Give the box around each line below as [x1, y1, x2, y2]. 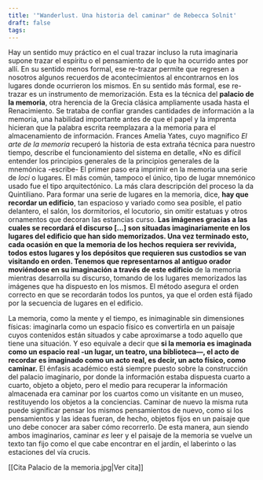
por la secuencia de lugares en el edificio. [8, 298, 144, 308]
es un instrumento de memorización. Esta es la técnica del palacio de [28, 90, 254, 99]
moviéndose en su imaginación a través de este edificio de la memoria [8, 265, 241, 275]
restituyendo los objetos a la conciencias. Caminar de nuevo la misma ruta [8, 397, 249, 407]
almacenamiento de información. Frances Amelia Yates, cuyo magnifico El [8, 131, 247, 141]
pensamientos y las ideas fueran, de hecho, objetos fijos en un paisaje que [8, 414, 250, 423]
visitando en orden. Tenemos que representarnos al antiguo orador [8, 257, 232, 266]
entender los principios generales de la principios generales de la [8, 157, 220, 166]
